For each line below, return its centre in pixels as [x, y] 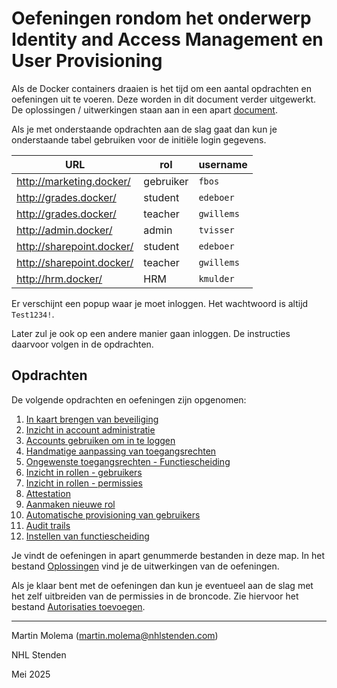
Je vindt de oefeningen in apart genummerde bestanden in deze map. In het [168, 555]
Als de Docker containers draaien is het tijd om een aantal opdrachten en [161, 88]
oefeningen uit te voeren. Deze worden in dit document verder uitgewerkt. [164, 99]
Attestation [48, 493]
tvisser [216, 230]
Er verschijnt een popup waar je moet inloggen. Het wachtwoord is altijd [160, 303]
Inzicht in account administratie [90, 429]
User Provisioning [87, 61]
